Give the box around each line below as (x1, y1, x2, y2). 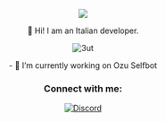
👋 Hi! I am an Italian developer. (27, 25, 139, 36)
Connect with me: (43, 82, 123, 94)
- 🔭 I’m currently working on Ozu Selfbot (8, 60, 158, 71)
